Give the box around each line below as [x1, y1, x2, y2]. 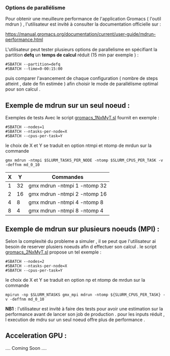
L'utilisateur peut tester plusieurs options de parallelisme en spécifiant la [5, 47, 157, 53]
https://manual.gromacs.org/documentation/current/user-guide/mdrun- [5, 31, 156, 37]
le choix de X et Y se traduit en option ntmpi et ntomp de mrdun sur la [5, 142, 152, 149]
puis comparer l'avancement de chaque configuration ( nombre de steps [5, 75, 158, 81]
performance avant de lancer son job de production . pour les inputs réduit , [5, 311, 165, 317]
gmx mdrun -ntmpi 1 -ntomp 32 [28, 182, 107, 190]
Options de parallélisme [5, 4, 65, 11]
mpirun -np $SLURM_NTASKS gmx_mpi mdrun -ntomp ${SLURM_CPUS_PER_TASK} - [5, 292, 166, 297]
